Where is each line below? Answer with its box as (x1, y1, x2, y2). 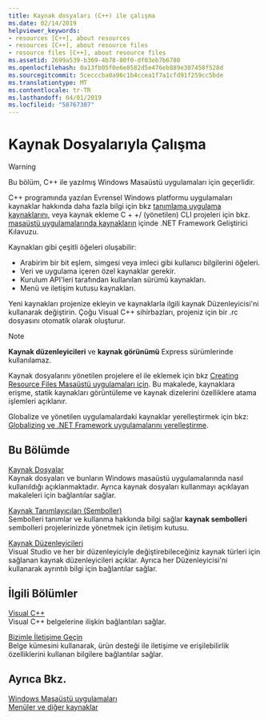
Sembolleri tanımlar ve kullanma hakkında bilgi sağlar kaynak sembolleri (8, 514, 248, 524)
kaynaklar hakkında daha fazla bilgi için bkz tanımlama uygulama (8, 202, 222, 211)
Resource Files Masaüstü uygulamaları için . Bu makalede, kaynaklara (8, 379, 235, 389)
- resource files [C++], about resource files (8, 49, 166, 57)
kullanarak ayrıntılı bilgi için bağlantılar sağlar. (8, 563, 158, 573)
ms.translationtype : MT (8, 78, 88, 86)
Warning (8, 162, 36, 172)
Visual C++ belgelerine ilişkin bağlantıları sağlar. (8, 617, 166, 626)
